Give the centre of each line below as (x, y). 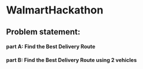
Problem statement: (43, 32)
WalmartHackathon (55, 10)
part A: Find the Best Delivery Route (51, 47)
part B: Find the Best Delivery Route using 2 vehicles (71, 60)
